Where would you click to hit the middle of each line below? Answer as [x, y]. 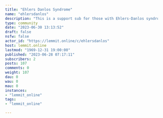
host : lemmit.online [26, 45]
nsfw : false [17, 37]
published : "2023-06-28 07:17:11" [40, 54]
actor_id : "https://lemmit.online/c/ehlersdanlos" [57, 41]
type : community [21, 23]
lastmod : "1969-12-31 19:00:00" [38, 50]
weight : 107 [17, 73]
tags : [10, 100]
